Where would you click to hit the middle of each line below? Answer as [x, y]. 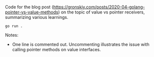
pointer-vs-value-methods [32, 12]
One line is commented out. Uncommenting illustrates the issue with [81, 44]
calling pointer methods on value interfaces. [56, 50]
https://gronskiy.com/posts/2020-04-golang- [99, 7]
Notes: [12, 35]
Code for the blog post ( [29, 7]
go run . [14, 26]
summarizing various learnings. [37, 17]
